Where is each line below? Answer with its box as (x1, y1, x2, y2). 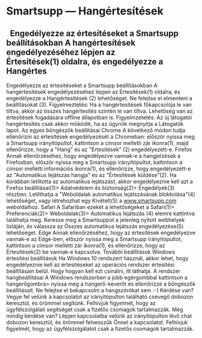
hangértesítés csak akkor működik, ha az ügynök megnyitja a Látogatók (6, 120, 184, 127)
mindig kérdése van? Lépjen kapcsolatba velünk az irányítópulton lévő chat (6, 312, 192, 319)
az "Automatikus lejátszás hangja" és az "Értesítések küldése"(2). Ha (6, 172, 177, 178)
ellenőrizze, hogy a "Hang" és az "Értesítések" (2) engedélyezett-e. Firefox (6, 146, 192, 153)
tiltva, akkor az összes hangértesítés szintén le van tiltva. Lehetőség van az (6, 107, 194, 114)
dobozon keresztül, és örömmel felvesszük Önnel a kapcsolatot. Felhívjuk (6, 319, 188, 326)
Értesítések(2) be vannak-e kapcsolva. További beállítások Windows (6, 248, 176, 255)
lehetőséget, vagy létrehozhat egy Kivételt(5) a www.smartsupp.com (6, 197, 177, 204)
